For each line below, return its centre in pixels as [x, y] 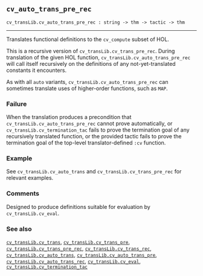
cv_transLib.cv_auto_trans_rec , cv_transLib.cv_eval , [73, 261]
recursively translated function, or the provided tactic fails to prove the [94, 136]
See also [19, 229]
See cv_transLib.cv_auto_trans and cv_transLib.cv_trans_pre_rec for [94, 172]
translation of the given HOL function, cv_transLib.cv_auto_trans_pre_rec [98, 57]
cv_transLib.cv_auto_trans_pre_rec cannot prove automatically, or [89, 124]
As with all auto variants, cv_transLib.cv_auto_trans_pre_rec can [87, 82]
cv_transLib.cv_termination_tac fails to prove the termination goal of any [98, 130]
